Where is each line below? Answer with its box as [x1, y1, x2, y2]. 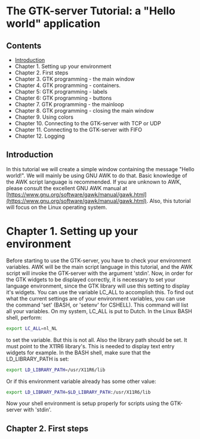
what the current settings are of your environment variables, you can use [6, 295, 186, 302]
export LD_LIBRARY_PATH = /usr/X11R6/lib [6, 367, 106, 373]
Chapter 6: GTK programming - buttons [14, 94, 112, 101]
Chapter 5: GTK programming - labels [14, 88, 107, 95]
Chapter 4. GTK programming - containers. [14, 82, 121, 89]
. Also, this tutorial [146, 197, 191, 204]
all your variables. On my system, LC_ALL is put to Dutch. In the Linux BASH [6, 307, 192, 314]
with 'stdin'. [23, 406, 52, 413]
